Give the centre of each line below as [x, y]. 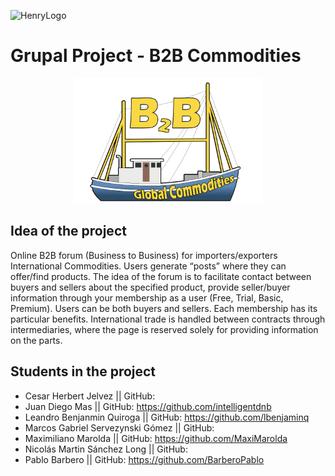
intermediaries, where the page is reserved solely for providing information [164, 329]
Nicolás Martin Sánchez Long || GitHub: [106, 449]
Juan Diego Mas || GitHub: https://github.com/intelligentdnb [148, 406]
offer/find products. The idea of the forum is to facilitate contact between [161, 276]
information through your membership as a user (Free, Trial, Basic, [147, 297]
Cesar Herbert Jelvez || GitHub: [90, 396]
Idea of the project [68, 231]
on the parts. [36, 340]
